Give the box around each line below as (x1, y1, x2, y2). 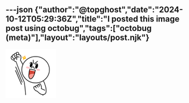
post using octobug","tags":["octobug (5, 23, 152, 33)
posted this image (111, 14, 180, 24)
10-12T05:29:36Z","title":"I (5, 14, 110, 24)
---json (5, 5, 33, 15)
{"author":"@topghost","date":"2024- (34, 5, 183, 15)
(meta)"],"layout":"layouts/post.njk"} (5, 33, 150, 43)
